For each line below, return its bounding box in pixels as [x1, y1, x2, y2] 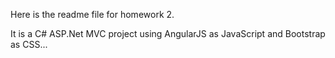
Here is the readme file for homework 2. [10, 9, 175, 20]
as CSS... [10, 39, 48, 50]
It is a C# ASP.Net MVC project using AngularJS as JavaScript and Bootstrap [10, 28, 326, 39]
